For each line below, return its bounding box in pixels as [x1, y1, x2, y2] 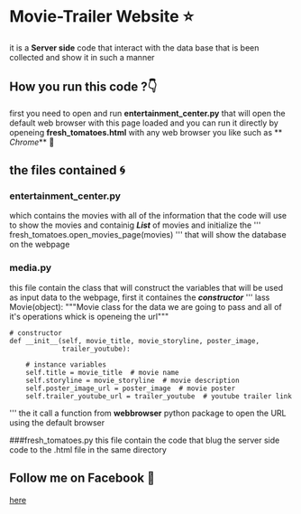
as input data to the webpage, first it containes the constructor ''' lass [9, 292, 270, 303]
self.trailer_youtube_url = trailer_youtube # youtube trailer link [25, 391, 293, 401]
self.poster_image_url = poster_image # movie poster [25, 384, 236, 393]
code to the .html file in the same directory [9, 444, 167, 455]
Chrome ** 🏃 [9, 136, 55, 147]
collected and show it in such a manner [9, 51, 155, 62]
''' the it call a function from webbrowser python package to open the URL [9, 407, 287, 418]
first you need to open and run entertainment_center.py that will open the [9, 107, 286, 118]
